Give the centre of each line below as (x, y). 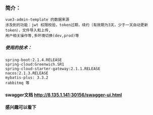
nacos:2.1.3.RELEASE (27, 73)
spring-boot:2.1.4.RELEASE (34, 60)
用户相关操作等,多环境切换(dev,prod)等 (42, 36)
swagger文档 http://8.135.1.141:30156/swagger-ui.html (64, 95)
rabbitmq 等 (17, 83)
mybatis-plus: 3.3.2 (27, 78)
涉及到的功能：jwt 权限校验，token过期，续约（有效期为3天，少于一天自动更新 (77, 25)
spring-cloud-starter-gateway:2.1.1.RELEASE (53, 69)
